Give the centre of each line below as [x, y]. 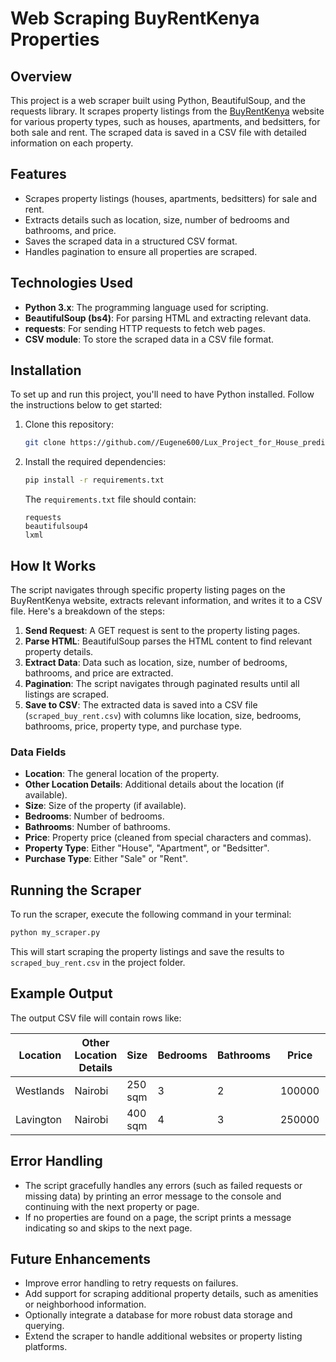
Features [38, 174]
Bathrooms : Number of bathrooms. [97, 827]
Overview [41, 76]
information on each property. [72, 143]
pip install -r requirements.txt [94, 480]
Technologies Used [71, 283]
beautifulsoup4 [56, 527]
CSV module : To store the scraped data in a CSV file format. [149, 339]
